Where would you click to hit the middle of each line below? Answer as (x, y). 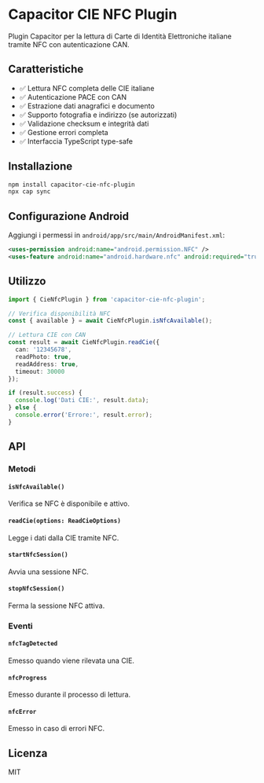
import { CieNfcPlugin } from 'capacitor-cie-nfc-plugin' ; (107, 299)
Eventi (20, 626)
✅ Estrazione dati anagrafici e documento (87, 106)
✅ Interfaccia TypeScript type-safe (76, 141)
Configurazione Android (69, 216)
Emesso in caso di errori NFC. (57, 729)
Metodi (22, 469)
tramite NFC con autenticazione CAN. (69, 44)
